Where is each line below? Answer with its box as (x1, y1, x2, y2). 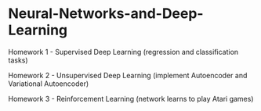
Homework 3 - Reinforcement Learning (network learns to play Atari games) (8, 94, 254, 103)
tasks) (8, 55, 29, 65)
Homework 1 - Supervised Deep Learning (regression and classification (8, 47, 239, 56)
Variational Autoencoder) (8, 79, 89, 88)
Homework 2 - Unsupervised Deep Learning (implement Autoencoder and (8, 70, 248, 80)
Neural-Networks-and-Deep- (8, 5, 204, 23)
